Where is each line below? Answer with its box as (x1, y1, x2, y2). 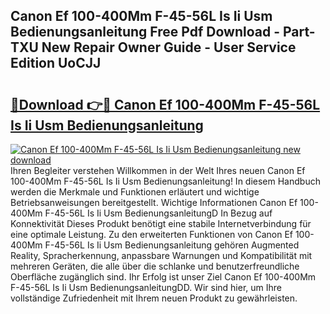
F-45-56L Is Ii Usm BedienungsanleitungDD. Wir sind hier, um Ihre (10, 282, 282, 293)
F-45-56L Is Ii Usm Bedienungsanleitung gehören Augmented (44, 239, 300, 251)
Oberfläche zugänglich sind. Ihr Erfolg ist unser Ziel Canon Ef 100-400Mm (10, 271, 317, 283)
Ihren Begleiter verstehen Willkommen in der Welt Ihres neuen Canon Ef (10, 165, 306, 176)
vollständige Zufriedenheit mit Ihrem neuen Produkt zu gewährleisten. (10, 292, 298, 304)
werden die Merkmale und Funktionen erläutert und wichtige (10, 186, 260, 198)
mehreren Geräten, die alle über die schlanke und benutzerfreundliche (10, 260, 300, 272)
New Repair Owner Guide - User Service (41, 39, 297, 56)
